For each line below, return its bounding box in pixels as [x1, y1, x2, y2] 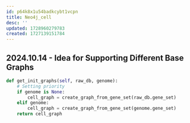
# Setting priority [17, 83, 65, 89]
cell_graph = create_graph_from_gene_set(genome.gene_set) [27, 105, 177, 112]
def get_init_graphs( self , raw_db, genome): [6, 78, 118, 84]
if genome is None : [17, 89, 65, 95]
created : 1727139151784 [6, 31, 65, 37]
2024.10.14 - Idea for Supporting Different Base [6, 53, 184, 63]
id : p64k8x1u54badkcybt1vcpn [6, 8, 78, 15]
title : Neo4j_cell [6, 14, 52, 20]
